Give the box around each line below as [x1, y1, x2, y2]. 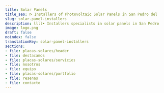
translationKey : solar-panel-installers [5, 39, 89, 44]
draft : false [5, 30, 32, 35]
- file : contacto [5, 80, 41, 85]
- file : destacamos [5, 53, 45, 58]
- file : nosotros [5, 62, 41, 67]
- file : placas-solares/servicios [5, 58, 76, 62]
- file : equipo [5, 67, 36, 72]
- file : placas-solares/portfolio [5, 71, 76, 76]
